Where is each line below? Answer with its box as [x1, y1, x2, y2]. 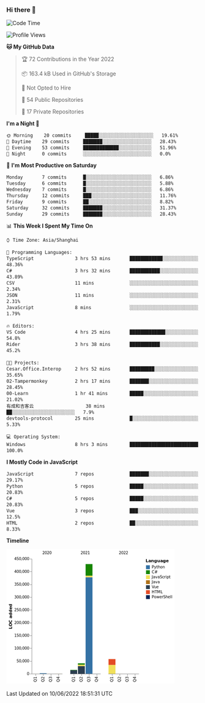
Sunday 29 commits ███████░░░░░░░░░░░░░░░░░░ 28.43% [6, 211, 176, 217]
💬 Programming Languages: [6, 250, 72, 256]
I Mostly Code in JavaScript [6, 458, 78, 466]
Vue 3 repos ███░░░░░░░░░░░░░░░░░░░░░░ [6, 508, 199, 514]
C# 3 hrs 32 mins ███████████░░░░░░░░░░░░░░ [6, 268, 199, 274]
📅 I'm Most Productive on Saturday [6, 162, 97, 169]
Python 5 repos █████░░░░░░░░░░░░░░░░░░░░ [6, 483, 199, 490]
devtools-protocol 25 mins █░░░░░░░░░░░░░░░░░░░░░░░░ [6, 415, 199, 422]
